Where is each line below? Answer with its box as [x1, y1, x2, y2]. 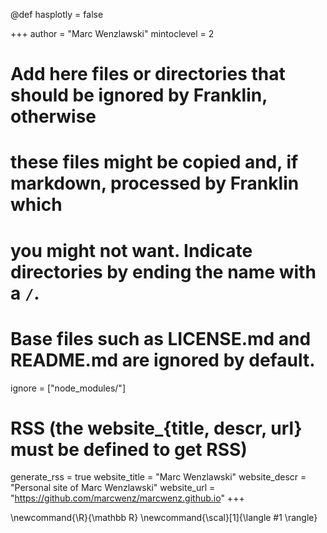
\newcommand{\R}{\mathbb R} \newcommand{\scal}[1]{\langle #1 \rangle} [10, 512, 318, 524]
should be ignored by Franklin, [10, 84, 268, 107]
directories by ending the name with [10, 260, 317, 283]
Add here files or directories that [10, 63, 286, 86]
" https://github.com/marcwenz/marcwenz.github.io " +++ [10, 492, 245, 504]
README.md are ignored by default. [10, 349, 316, 371]
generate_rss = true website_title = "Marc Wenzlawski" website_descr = [10, 471, 307, 483]
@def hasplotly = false [10, 9, 104, 20]
